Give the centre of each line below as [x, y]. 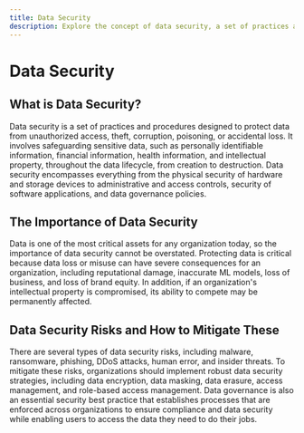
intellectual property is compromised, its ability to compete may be [133, 292]
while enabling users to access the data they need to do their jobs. [133, 419]
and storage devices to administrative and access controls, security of [140, 184]
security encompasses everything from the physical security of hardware [146, 174]
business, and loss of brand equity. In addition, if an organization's [133, 283]
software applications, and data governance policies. [108, 193]
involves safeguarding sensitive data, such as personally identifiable [137, 145]
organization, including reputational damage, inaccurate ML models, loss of [150, 273]
